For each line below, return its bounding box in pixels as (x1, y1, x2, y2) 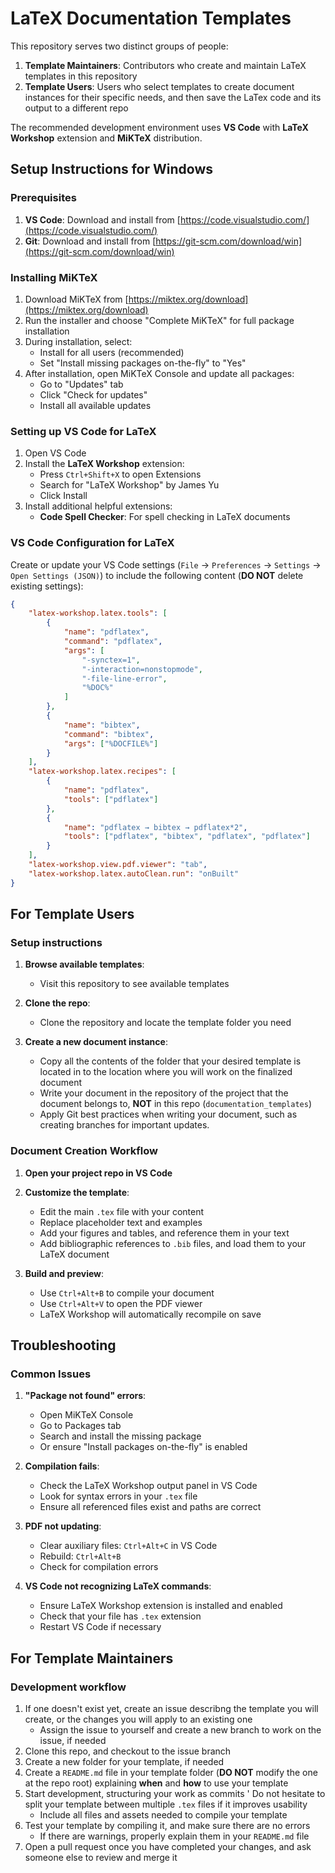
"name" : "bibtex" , (63, 720, 141, 730)
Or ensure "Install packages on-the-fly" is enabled (39, 1441, 248, 1453)
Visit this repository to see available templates (39, 978, 230, 990)
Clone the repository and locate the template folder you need (39, 1017, 292, 1029)
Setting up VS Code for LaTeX (10, 424, 157, 438)
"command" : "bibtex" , (63, 729, 155, 739)
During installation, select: (24, 335, 133, 347)
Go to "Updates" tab (39, 378, 124, 390)
